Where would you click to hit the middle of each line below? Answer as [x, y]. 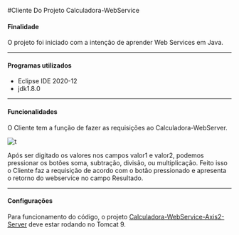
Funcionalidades [33, 112]
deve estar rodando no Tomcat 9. [77, 224]
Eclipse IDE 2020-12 [47, 81]
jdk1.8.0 [29, 89]
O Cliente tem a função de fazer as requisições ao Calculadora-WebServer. [117, 127]
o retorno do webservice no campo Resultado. [75, 178]
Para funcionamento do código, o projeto [68, 216]
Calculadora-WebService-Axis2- [177, 216]
